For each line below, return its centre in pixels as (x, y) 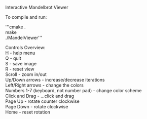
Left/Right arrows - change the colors (44, 85)
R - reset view (20, 69)
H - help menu (20, 53)
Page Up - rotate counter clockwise (42, 101)
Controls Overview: (25, 47)
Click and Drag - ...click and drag (40, 96)
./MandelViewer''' (24, 38)
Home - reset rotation (28, 112)
